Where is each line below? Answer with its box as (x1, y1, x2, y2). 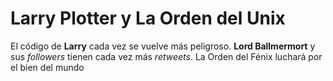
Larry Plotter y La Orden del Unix (10, 7, 286, 30)
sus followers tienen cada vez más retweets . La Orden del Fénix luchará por (10, 50, 323, 62)
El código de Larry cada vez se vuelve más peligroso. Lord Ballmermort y (10, 40, 316, 52)
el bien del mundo (10, 61, 85, 73)
